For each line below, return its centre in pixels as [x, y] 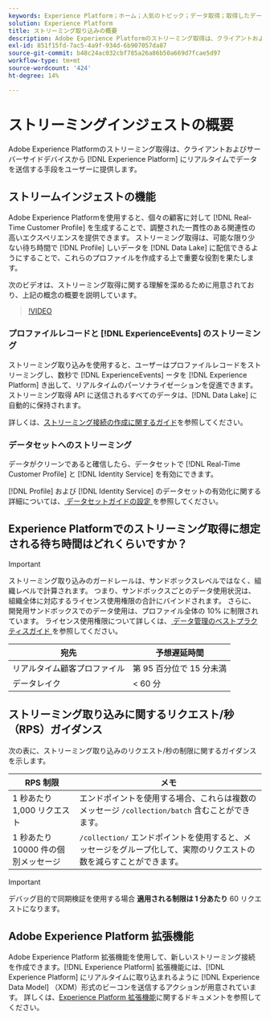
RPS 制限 [42, 782]
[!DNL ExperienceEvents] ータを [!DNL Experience [164, 374]
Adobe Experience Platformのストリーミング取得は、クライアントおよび [128, 149]
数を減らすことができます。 [131, 861]
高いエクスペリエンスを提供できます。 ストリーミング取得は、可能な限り [128, 237]
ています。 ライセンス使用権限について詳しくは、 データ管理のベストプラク [133, 621]
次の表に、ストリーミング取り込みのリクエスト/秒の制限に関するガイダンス [133, 750]
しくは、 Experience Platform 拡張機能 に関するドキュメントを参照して [146, 997]
